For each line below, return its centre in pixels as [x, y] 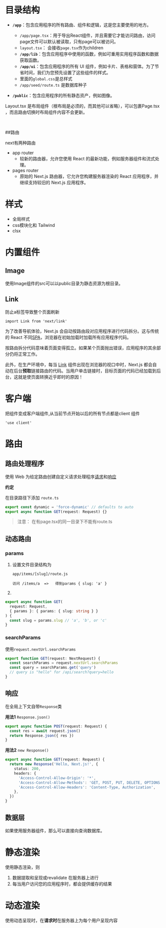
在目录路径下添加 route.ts [32, 497]
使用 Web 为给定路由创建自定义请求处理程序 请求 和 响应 [61, 477]
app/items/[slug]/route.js [40, 574]
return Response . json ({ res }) [42, 736]
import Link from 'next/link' [36, 321]
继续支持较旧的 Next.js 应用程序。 [54, 182]
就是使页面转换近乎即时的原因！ [50, 377]
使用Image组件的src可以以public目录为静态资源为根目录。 [64, 283]
